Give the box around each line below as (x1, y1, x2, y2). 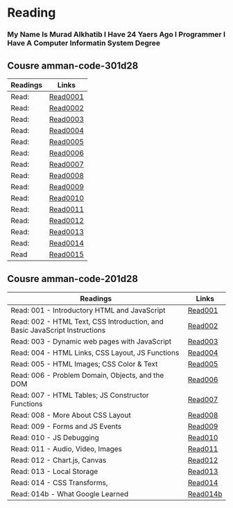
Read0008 (49, 170, 85, 180)
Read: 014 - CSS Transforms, (10, 478, 108, 487)
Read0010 (49, 193, 85, 202)
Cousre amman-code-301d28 (7, 60, 139, 71)
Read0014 (49, 238, 85, 247)
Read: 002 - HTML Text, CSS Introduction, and (10, 317, 164, 326)
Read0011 (49, 204, 85, 214)
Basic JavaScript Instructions (10, 325, 106, 335)
